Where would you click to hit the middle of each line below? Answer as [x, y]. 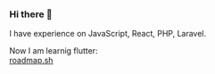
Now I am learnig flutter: [54, 51]
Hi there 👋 [31, 14]
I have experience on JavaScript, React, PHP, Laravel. [108, 34]
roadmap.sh [31, 61]
